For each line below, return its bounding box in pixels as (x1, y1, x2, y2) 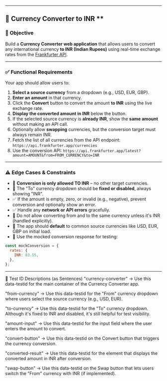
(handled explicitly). (12, 218, 53, 224)
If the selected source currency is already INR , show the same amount (12, 115, 158, 122)
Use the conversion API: (12, 147, 62, 153)
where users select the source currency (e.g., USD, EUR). (5, 295, 123, 301)
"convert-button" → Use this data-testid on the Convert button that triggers (5, 335, 160, 341)
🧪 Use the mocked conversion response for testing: (12, 234, 118, 240)
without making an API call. (12, 121, 68, 127)
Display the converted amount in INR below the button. (12, 110, 127, 116)
